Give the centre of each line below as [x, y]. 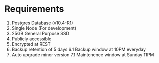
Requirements [34, 9]
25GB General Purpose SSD [40, 33]
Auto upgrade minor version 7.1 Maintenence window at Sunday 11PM [83, 55]
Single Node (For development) [44, 28]
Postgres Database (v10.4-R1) [42, 23]
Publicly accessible [32, 39]
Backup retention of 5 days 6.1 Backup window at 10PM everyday [79, 49]
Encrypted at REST [31, 44]
